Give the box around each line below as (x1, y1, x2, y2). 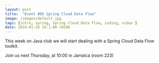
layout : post (5, 7, 31, 12)
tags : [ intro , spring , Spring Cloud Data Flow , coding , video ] (5, 20, 137, 25)
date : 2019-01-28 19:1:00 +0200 (5, 25, 70, 30)
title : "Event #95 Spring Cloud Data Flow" (5, 12, 96, 16)
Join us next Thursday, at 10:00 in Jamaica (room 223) (5, 52, 114, 58)
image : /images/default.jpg (5, 16, 62, 21)
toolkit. (5, 43, 19, 49)
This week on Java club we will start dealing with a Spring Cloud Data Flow (5, 38, 155, 44)
